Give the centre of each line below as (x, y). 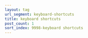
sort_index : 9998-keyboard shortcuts (44, 28)
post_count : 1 (19, 23)
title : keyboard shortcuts (33, 19)
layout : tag (17, 10)
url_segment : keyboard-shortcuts (39, 14)
